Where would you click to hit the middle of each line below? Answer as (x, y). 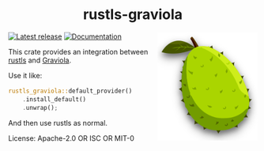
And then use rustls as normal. (58, 123)
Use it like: (25, 75)
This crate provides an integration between (78, 51)
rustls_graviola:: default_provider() (70, 91)
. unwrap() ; (40, 108)
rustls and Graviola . (40, 60)
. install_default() (55, 99)
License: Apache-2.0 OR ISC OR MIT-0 (71, 138)
